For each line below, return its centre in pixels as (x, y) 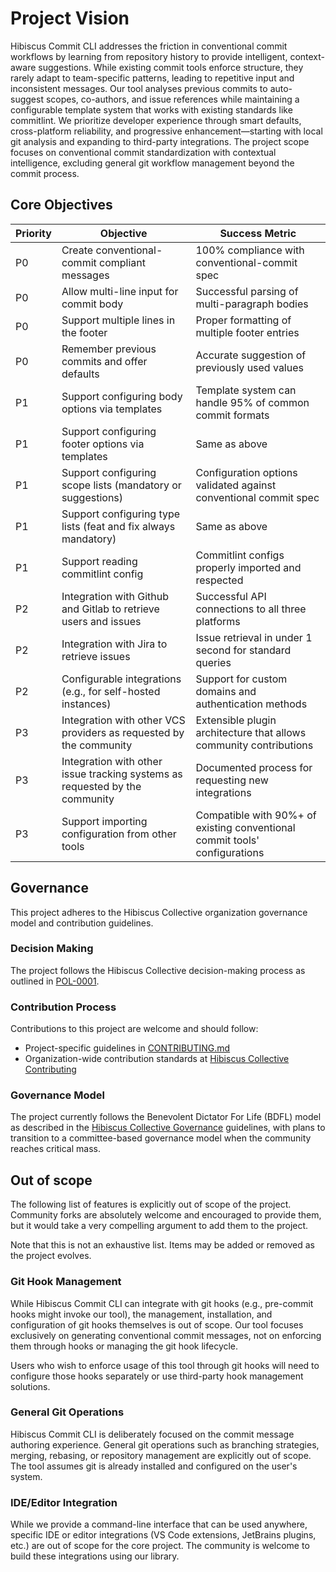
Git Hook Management (66, 1282)
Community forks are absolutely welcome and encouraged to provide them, (166, 1215)
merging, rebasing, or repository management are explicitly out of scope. (161, 1455)
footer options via (103, 444)
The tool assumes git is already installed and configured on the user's (154, 1466)
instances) (86, 704)
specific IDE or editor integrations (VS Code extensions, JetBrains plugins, (163, 1535)
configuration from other (119, 834)
